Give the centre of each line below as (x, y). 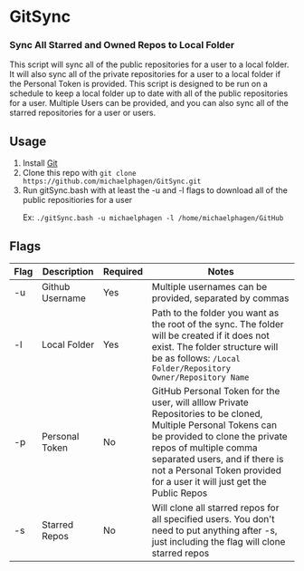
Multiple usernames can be (209, 287)
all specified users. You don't (213, 519)
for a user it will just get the (209, 482)
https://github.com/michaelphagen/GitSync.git (112, 182)
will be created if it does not (210, 335)
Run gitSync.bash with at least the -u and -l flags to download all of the (155, 190)
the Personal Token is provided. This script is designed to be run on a (139, 84)
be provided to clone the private (219, 437)
